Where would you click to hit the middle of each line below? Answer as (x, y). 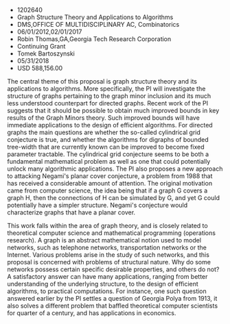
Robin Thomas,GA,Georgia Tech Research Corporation (94, 39)
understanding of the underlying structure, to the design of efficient (103, 284)
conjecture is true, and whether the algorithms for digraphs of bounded (108, 139)
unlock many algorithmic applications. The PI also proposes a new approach (115, 169)
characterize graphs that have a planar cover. (71, 212)
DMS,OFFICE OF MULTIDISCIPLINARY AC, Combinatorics (98, 24)
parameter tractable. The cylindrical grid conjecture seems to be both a (108, 154)
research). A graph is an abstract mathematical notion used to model (104, 240)
